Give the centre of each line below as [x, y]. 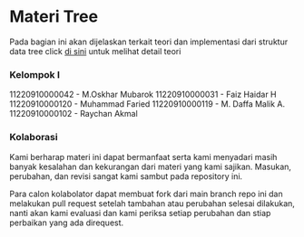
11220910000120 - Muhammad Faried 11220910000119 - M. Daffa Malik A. [147, 104]
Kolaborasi [34, 137]
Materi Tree [54, 17]
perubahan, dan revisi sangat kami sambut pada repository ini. [126, 176]
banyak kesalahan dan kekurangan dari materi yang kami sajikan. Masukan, [151, 166]
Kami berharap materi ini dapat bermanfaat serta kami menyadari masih [143, 156]
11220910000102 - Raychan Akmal [74, 114]
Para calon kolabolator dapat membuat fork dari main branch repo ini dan [146, 194]
